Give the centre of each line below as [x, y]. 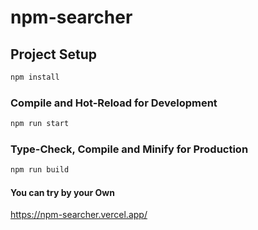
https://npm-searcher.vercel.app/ [79, 215]
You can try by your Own [62, 192]
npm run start [40, 124]
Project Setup [54, 54]
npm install [35, 77]
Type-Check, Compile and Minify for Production [129, 149]
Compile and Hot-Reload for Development [114, 103]
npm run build [40, 170]
